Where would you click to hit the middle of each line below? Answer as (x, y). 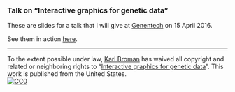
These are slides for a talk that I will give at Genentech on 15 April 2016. (110, 26)
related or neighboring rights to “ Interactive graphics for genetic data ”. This (115, 67)
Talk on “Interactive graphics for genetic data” (88, 10)
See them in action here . (43, 39)
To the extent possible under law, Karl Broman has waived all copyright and (116, 59)
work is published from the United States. (67, 74)
